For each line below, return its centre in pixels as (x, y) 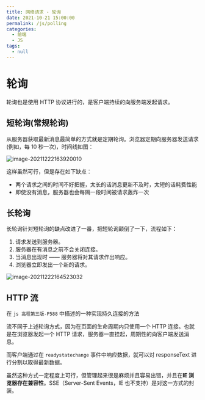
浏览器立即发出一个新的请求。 (52, 265)
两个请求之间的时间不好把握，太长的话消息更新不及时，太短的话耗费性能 (106, 184)
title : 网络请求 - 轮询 (34, 12)
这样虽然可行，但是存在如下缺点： (49, 171)
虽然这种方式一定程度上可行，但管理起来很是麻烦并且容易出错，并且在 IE (97, 376)
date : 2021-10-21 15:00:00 (41, 18)
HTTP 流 (22, 298)
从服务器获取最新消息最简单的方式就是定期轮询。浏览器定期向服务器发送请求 (103, 139)
